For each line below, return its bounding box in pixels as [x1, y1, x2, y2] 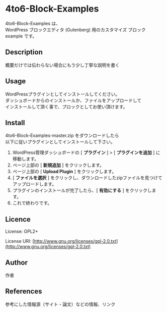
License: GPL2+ [5, 228, 39, 235]
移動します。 [12, 156, 39, 162]
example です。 [5, 33, 37, 39]
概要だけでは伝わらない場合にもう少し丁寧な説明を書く [5, 62, 120, 68]
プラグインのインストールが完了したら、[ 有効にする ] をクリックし [12, 187, 152, 193]
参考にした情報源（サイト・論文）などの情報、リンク [5, 301, 116, 307]
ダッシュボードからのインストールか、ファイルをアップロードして [5, 97, 142, 103]
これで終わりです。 [12, 200, 52, 206]
